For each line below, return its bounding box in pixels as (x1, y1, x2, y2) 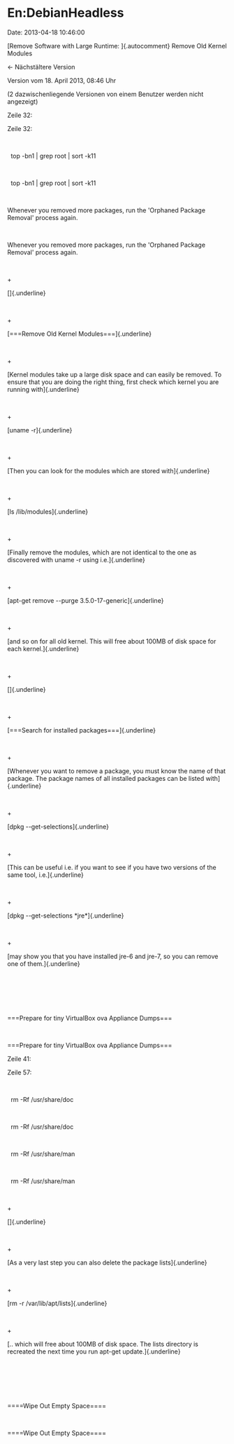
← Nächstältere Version (7, 62, 75, 71)
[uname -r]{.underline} (7, 425, 73, 434)
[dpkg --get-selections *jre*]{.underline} (7, 911, 124, 920)
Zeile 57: (7, 1068, 32, 1077)
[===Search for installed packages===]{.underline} (7, 726, 156, 734)
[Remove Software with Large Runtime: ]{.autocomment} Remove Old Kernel (7, 41, 227, 50)
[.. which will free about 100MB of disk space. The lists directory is (7, 1340, 199, 1348)
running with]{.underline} (7, 385, 80, 393)
